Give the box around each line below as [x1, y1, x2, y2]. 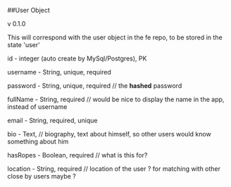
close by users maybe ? [7, 172, 76, 180]
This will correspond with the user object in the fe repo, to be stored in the [7, 33, 223, 41]
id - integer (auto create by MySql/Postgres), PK [7, 54, 147, 63]
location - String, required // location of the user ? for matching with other [7, 165, 220, 173]
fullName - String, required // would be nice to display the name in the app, [7, 95, 225, 103]
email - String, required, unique [7, 116, 98, 124]
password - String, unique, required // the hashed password [7, 82, 182, 90]
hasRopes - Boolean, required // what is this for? [7, 151, 148, 159]
